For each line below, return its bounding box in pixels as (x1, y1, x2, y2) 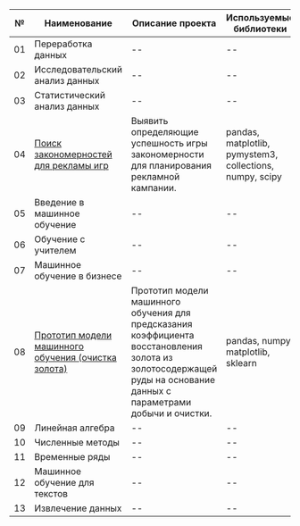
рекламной (130, 171, 180, 182)
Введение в (34, 196, 85, 208)
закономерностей (34, 148, 113, 160)
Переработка (34, 38, 93, 50)
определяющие (130, 126, 199, 138)
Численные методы (34, 437, 121, 448)
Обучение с (34, 233, 86, 245)
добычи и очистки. (130, 407, 212, 419)
